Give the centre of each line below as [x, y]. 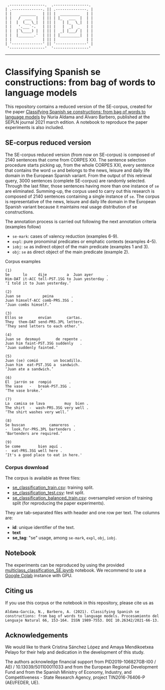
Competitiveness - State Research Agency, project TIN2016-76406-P [75, 677]
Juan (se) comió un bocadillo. [44, 360]
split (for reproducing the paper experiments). [58, 503]
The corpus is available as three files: [43, 478]
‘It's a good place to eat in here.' [44, 455]
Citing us [19, 591]
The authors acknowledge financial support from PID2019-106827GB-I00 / [81, 662]
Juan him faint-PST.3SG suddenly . [44, 343]
